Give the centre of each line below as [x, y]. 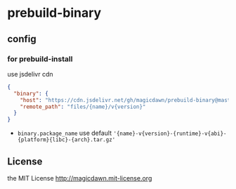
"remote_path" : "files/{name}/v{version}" [83, 107]
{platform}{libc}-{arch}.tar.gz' [66, 140]
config [22, 39]
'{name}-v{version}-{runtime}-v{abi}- [170, 134]
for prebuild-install [40, 59]
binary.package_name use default [65, 133]
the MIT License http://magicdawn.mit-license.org [80, 178]
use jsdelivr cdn [30, 74]
